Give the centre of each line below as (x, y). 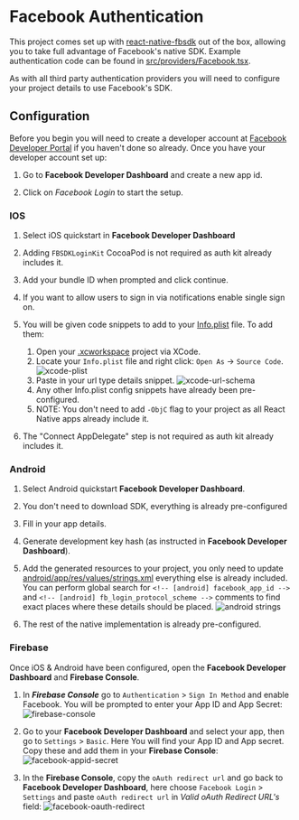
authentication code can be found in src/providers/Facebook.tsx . (130, 61)
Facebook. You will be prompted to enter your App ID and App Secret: (152, 704)
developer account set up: (58, 157)
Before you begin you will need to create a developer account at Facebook (148, 138)
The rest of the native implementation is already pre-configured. (142, 624)
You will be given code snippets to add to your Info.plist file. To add (148, 325)
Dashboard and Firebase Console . (75, 677)
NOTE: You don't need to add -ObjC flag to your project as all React (160, 409)
